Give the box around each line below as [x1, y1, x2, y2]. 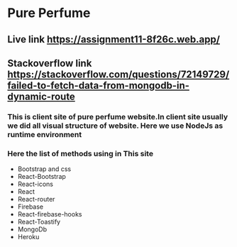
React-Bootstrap [17, 172, 66, 181]
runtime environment [7, 129, 82, 139]
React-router [17, 195, 55, 204]
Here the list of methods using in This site [7, 148, 154, 158]
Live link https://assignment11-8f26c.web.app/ [7, 33, 220, 45]
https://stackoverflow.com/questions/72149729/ [7, 68, 230, 80]
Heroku [17, 233, 40, 241]
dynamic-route [7, 90, 76, 102]
